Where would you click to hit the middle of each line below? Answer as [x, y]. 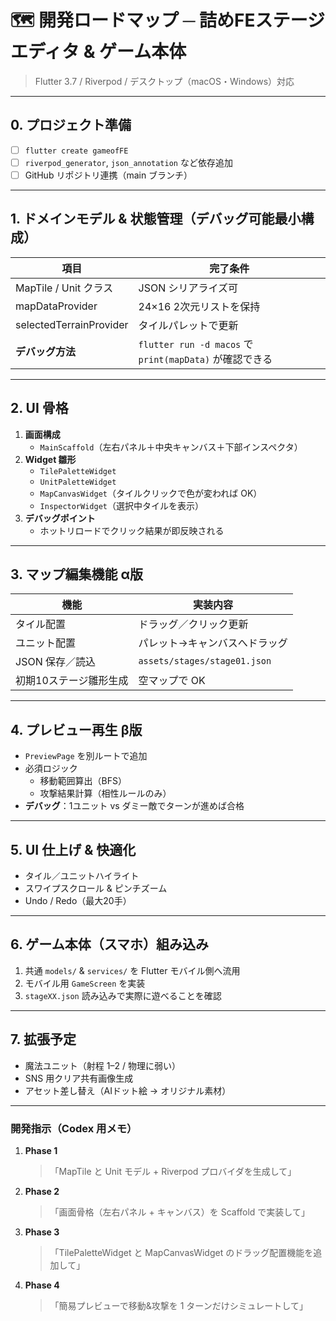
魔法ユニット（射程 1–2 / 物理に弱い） [102, 1065]
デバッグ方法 [46, 351]
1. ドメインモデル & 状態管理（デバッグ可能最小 [156, 219]
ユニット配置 [46, 643]
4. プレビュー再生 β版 [76, 729]
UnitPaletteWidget [78, 482]
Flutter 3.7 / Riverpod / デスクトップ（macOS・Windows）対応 [164, 81]
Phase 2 [42, 1191]
